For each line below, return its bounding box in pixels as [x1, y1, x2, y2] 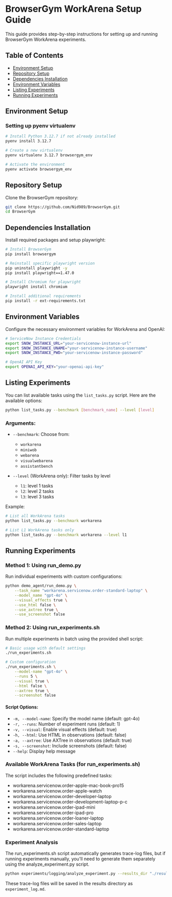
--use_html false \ [14, 602, 56, 608]
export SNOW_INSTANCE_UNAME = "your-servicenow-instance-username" [5, 345, 147, 351]
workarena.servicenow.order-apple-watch [12, 787, 102, 794]
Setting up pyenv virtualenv [5, 122, 76, 130]
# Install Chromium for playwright [5, 280, 81, 285]
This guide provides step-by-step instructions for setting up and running [5, 31, 158, 37]
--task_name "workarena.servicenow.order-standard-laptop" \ [14, 588, 147, 593]
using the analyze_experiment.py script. [5, 861, 90, 867]
